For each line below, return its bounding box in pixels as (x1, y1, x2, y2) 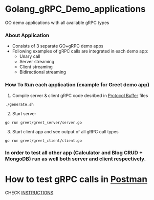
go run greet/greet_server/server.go (5, 120, 82, 125)
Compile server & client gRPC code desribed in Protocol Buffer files (12, 92, 148, 99)
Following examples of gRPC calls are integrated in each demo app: (12, 48, 149, 54)
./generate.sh (5, 102, 34, 107)
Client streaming (19, 64, 53, 70)
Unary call (19, 53, 41, 59)
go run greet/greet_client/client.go (5, 138, 82, 143)
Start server (12, 110, 37, 116)
